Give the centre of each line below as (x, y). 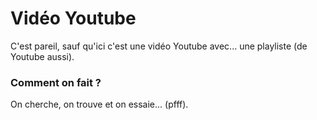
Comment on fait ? (56, 82)
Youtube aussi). (42, 56)
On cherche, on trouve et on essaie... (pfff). (99, 104)
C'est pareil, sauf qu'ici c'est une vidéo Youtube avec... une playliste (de (159, 46)
